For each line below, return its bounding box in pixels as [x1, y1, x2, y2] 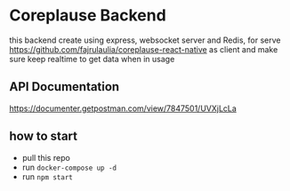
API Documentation [9, 79, 120, 94]
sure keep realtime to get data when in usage [9, 53, 175, 64]
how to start [9, 129, 78, 144]
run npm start [21, 171, 73, 182]
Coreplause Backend [9, 5, 166, 26]
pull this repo [21, 152, 71, 163]
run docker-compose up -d [21, 162, 117, 172]
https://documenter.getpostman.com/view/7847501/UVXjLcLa [9, 103, 238, 114]
